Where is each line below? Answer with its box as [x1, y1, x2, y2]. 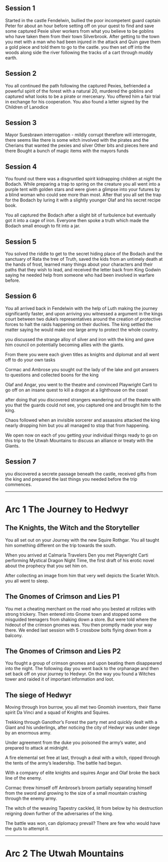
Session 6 [5, 292, 37, 300]
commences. [5, 481, 32, 487]
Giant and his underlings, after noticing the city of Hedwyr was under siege [5, 724, 160, 730]
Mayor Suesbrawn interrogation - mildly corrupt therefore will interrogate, [5, 132, 157, 138]
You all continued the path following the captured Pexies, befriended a [5, 82, 150, 88]
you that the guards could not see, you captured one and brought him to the [5, 402, 161, 408]
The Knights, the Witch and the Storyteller [5, 523, 140, 532]
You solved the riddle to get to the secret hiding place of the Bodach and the [5, 251, 162, 257]
